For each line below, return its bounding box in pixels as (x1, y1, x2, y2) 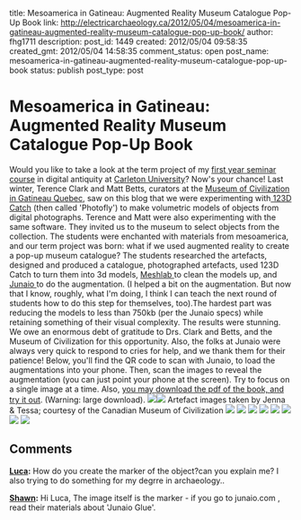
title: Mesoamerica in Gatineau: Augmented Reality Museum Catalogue (9, 8, 271, 18)
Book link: (22, 17, 59, 28)
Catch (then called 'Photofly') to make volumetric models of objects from (9, 202, 279, 213)
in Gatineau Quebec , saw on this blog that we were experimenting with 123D (9, 192, 292, 203)
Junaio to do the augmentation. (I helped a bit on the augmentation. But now (9, 278, 292, 289)
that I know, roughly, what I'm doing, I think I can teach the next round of (9, 287, 278, 299)
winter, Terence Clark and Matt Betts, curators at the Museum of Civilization (9, 183, 290, 194)
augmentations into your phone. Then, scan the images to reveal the (9, 364, 262, 375)
